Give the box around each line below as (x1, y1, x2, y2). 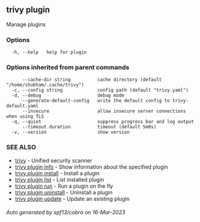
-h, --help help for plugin (11, 49, 87, 56)
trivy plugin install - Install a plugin (14, 169, 100, 176)
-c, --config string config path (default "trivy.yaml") (11, 87, 189, 94)
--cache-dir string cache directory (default (22, 77, 162, 83)
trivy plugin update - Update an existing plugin (14, 195, 130, 202)
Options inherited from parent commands (6, 63, 130, 71)
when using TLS (6, 113, 44, 119)
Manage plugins (6, 20, 46, 28)
